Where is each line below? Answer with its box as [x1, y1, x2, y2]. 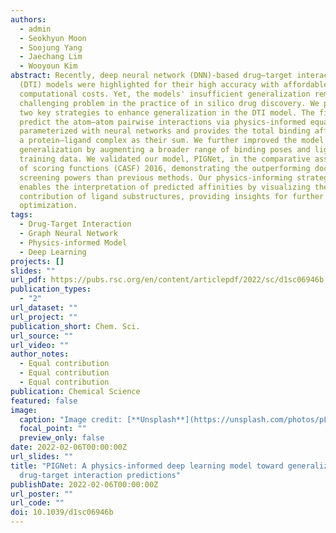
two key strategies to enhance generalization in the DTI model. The [19, 107, 315, 118]
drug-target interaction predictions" [19, 470, 182, 480]
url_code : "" [10, 498, 65, 508]
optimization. [19, 201, 78, 211]
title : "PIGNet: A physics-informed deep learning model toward [10, 461, 284, 471]
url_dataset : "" [10, 303, 78, 313]
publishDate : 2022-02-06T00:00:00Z [10, 479, 159, 490]
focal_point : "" [19, 424, 87, 434]
